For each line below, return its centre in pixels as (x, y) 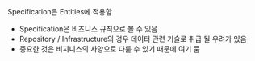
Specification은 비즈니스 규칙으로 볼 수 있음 (88, 29)
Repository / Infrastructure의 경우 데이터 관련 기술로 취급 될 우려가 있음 (133, 39)
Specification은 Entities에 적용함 (60, 12)
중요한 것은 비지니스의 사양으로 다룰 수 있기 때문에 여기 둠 (110, 49)
